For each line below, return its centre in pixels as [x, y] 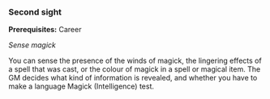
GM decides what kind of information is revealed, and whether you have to [133, 78]
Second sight [35, 12]
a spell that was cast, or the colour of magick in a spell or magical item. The [135, 69]
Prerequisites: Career [45, 30]
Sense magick [32, 45]
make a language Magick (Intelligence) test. [81, 86]
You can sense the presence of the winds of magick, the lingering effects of [135, 61]
